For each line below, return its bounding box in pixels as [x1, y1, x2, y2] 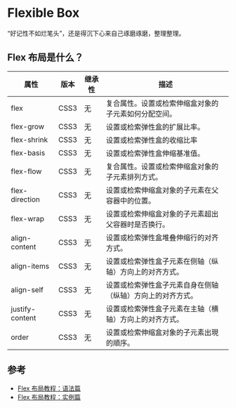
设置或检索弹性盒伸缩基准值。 [105, 148, 205, 158]
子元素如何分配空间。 [105, 109, 177, 119]
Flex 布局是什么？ [7, 51, 84, 64]
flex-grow [11, 121, 44, 131]
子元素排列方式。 [105, 172, 163, 182]
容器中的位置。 [105, 195, 156, 205]
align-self [11, 284, 44, 294]
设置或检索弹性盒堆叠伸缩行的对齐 [105, 232, 219, 242]
